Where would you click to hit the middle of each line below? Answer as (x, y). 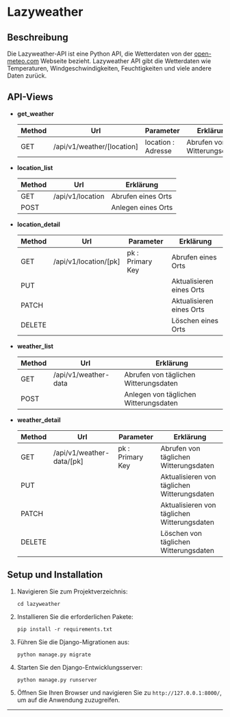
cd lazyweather (39, 604)
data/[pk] (68, 461)
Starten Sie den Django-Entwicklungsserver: (80, 667)
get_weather (36, 113)
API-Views (30, 97)
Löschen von (181, 533)
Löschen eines (195, 320)
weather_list (35, 346)
